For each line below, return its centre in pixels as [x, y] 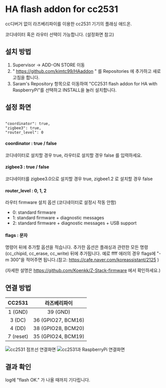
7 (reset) [18, 336]
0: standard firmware [34, 212]
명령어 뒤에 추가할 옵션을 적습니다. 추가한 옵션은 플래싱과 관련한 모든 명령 [77, 247]
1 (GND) [18, 312]
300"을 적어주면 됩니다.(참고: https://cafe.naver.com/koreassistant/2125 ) [85, 260]
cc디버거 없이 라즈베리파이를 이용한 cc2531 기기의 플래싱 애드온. [68, 24]
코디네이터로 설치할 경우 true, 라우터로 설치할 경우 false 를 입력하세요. [74, 155]
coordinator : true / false [31, 144]
